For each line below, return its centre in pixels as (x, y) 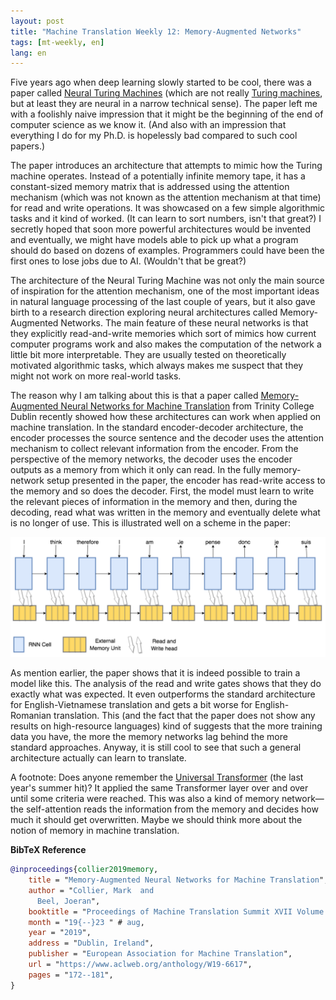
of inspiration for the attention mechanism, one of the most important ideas (165, 291)
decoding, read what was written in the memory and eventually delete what (165, 512)
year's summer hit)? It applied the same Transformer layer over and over (159, 788)
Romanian (31, 716)
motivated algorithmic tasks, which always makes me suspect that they (157, 366)
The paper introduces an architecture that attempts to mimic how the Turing (166, 166)
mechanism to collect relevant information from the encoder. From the (154, 449)
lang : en (28, 53)
